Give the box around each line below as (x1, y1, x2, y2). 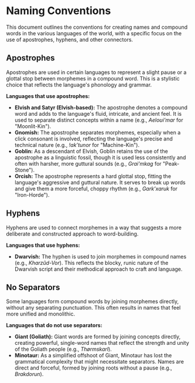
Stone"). (14, 166, 35, 173)
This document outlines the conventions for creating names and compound (6, 23, 188, 31)
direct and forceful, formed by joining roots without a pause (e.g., (14, 364, 173, 371)
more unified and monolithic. (6, 310, 76, 318)
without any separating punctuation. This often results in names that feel (6, 304, 181, 311)
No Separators (6, 282, 60, 292)
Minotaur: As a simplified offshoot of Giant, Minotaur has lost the (14, 352, 172, 359)
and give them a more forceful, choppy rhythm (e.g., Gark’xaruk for (14, 185, 177, 192)
